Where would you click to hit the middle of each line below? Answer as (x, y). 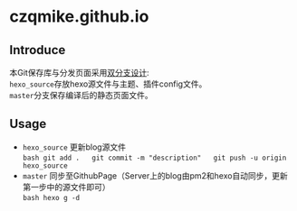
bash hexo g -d (51, 197)
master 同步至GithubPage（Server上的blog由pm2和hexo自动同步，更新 (155, 175)
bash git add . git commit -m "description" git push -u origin (154, 158)
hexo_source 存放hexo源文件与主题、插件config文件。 (108, 84)
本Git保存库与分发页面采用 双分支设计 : (79, 73)
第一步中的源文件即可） (66, 187)
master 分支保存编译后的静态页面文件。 (81, 95)
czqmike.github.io (79, 17)
